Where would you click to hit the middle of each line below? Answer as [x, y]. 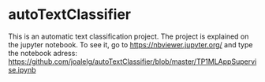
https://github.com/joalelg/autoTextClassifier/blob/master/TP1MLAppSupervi [132, 61]
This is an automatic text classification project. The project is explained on [129, 36]
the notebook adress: [43, 53]
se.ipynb [22, 69]
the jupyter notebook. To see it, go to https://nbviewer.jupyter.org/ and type [131, 44]
